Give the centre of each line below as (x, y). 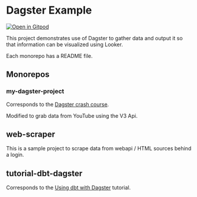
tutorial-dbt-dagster (44, 173)
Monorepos (28, 75)
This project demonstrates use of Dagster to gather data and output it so (95, 38)
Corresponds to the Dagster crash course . (58, 104)
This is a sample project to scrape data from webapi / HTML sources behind (99, 148)
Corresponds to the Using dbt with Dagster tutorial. (69, 188)
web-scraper (31, 135)
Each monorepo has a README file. (49, 56)
